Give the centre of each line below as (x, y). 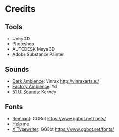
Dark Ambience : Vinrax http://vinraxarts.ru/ (56, 81)
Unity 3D (21, 39)
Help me (21, 124)
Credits (20, 9)
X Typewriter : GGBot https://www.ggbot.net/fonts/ (63, 129)
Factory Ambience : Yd (35, 86)
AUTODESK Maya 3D (34, 49)
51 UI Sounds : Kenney (34, 92)
